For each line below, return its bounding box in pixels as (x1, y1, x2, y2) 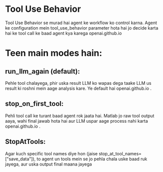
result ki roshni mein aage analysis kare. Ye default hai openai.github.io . (5, 85, 152, 91)
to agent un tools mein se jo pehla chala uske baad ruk (36, 156, 148, 162)
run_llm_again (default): (5, 67, 80, 75)
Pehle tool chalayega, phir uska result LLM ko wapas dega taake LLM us (5, 80, 152, 86)
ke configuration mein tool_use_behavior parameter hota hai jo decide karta (5, 25, 159, 31)
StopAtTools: (5, 138, 46, 146)
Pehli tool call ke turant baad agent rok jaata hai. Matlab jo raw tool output (5, 112, 155, 119)
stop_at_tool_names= (98, 150, 142, 156)
